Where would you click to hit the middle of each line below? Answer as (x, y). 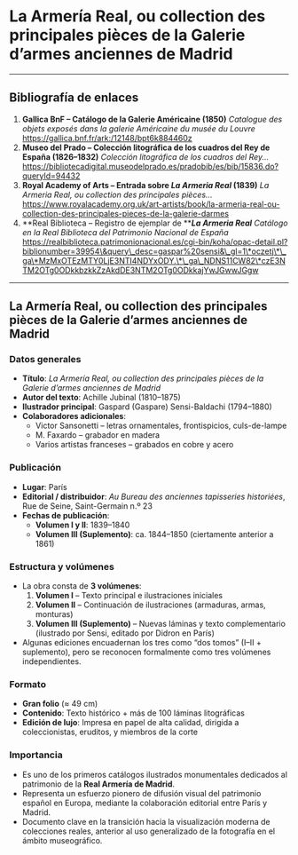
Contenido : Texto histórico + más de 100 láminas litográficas (133, 713)
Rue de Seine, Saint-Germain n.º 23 (87, 506)
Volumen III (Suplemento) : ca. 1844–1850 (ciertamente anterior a (154, 534)
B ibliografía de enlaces (74, 98)
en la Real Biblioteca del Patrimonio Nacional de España (125, 232)
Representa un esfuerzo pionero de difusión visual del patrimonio (141, 793)
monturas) (54, 614)
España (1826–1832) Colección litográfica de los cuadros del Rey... (145, 156)
